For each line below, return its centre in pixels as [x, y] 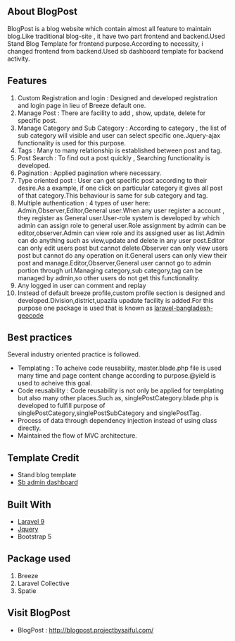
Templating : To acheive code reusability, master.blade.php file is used [119, 368]
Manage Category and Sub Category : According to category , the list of [122, 128]
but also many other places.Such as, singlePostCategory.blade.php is [118, 398]
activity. [19, 59]
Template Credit [43, 458]
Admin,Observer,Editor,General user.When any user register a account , [121, 210]
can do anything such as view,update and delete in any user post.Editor [121, 240]
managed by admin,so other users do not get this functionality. [108, 277]
